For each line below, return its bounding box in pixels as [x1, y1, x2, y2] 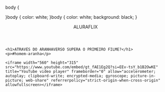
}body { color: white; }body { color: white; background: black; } [5, 14, 137, 20]
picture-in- [130, 73, 156, 78]
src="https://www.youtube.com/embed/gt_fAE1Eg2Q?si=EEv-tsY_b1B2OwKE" [5, 65, 158, 70]
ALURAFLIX [73, 24, 98, 30]
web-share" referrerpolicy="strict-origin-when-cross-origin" [25, 78, 160, 83]
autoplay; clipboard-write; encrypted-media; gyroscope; [5, 73, 129, 78]
